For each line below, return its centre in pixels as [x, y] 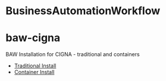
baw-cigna [33, 38]
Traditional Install [35, 66]
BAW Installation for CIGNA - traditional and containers [73, 54]
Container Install [34, 72]
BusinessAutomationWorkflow [83, 11]
